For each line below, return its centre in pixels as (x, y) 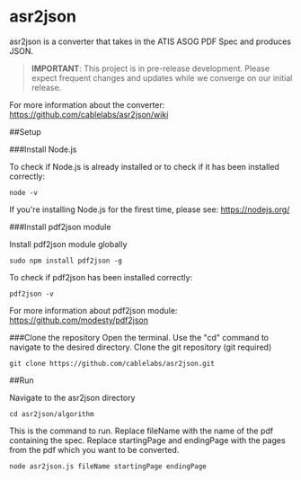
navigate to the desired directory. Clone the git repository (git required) (141, 347)
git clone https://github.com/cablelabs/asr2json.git (112, 363)
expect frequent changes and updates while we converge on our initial (162, 77)
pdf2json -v (31, 294)
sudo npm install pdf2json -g (66, 261)
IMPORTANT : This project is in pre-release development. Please (150, 68)
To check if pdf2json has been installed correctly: (101, 277)
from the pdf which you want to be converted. (94, 449)
